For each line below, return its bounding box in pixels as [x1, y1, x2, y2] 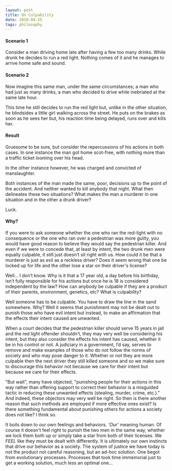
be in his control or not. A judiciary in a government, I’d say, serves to [5, 341, 152, 348]
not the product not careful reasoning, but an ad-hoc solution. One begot [5, 449, 160, 455]
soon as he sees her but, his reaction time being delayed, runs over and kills [5, 115, 166, 121]
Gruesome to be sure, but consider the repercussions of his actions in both [5, 143, 164, 150]
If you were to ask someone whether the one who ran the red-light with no [5, 230, 163, 236]
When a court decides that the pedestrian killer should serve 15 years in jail [5, 325, 164, 332]
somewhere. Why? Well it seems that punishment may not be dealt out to [5, 304, 160, 311]
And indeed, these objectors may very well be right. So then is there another [5, 395, 167, 402]
